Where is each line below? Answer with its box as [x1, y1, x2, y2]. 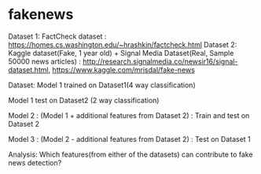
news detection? [8, 157, 62, 167]
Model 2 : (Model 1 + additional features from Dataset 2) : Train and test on [8, 110, 250, 120]
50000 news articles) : [8, 57, 81, 66]
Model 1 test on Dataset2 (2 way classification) [8, 95, 160, 105]
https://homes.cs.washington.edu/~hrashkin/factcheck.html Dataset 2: [8, 39, 237, 49]
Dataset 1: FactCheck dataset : [8, 31, 107, 41]
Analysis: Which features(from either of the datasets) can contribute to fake [8, 150, 253, 159]
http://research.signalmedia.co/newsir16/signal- [82, 57, 238, 66]
